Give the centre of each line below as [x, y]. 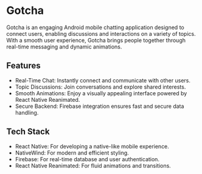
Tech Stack [28, 132]
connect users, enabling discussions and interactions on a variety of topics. [101, 33]
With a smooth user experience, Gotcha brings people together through [96, 40]
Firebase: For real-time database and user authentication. [87, 159]
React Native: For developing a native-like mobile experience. [92, 146]
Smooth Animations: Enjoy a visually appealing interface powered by [101, 93]
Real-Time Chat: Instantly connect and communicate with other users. [103, 80]
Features [23, 66]
